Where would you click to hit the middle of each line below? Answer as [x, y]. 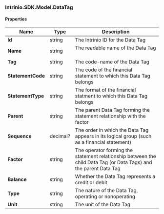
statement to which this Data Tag [113, 76]
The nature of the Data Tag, [106, 191]
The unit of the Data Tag [103, 205]
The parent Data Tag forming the [112, 110]
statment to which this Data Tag [111, 96]
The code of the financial [104, 70]
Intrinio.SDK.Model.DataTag [39, 7]
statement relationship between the [115, 156]
